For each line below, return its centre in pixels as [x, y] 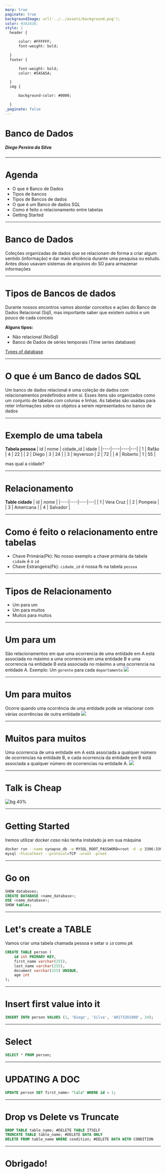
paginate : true [21, 14]
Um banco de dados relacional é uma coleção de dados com [67, 390]
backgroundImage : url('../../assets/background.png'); [63, 19]
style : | [14, 28]
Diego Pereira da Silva [28, 147]
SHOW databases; [22, 891]
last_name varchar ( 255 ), [40, 966]
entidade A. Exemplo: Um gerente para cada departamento [64, 670]
